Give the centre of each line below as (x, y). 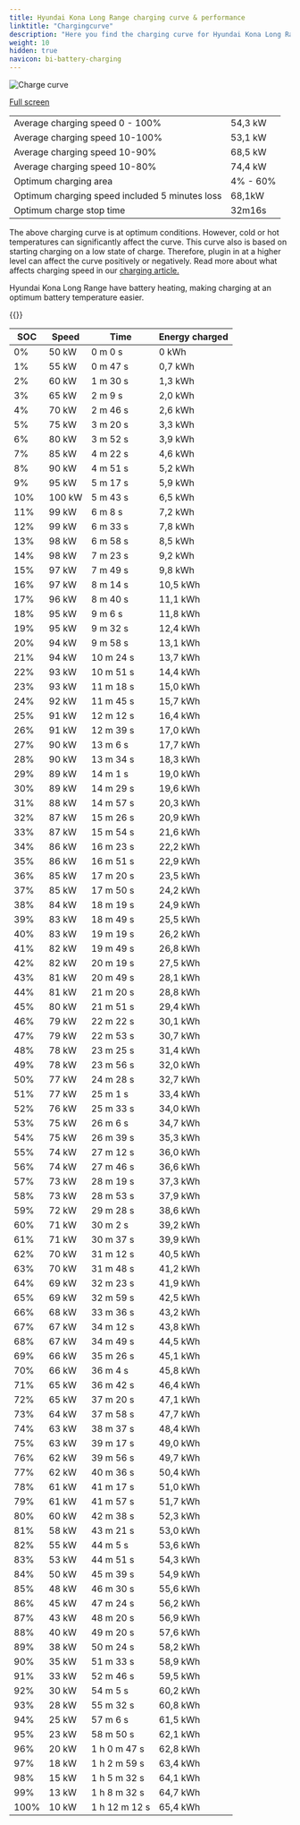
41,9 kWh (180, 1283)
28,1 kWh (180, 977)
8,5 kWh (177, 541)
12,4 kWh (180, 628)
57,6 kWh (180, 1632)
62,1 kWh (180, 1734)
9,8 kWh (177, 570)
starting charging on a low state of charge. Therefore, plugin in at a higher (145, 251)
